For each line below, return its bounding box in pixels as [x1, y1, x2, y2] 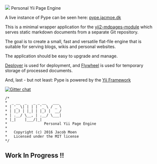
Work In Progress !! [5, 151, 64, 160]
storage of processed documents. [5, 68, 73, 73]
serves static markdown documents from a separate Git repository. [5, 29, 139, 35]
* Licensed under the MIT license [5, 134, 79, 139]
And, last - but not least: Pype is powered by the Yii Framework [5, 77, 131, 82]
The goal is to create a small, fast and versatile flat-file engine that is [5, 39, 142, 44]
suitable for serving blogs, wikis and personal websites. [5, 44, 116, 49]
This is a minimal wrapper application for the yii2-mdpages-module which [5, 24, 153, 30]
